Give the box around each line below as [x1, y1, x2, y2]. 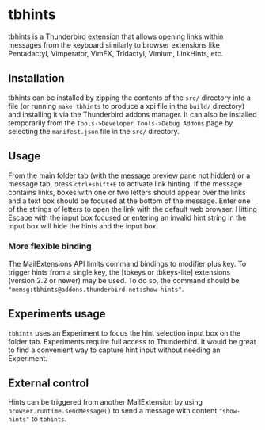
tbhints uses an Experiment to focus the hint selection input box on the [8, 328, 241, 338]
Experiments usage [8, 307, 106, 321]
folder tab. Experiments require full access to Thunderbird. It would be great [8, 336, 256, 346]
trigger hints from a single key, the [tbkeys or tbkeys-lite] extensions [8, 267, 231, 277]
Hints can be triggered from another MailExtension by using [8, 397, 203, 407]
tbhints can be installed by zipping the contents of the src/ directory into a [8, 93, 252, 102]
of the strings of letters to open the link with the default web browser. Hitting [8, 204, 257, 213]
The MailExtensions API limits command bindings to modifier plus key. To [8, 259, 247, 268]
